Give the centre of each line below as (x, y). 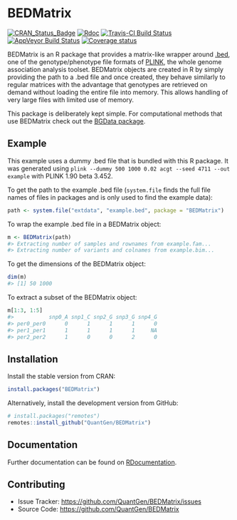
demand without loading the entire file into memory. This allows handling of (118, 92)
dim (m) (17, 277)
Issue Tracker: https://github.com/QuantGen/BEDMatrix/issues (109, 501)
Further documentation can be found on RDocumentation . (92, 462)
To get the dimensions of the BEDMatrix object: (77, 264)
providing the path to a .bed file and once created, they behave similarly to (116, 77)
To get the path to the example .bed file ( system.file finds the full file (109, 190)
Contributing (36, 485)
